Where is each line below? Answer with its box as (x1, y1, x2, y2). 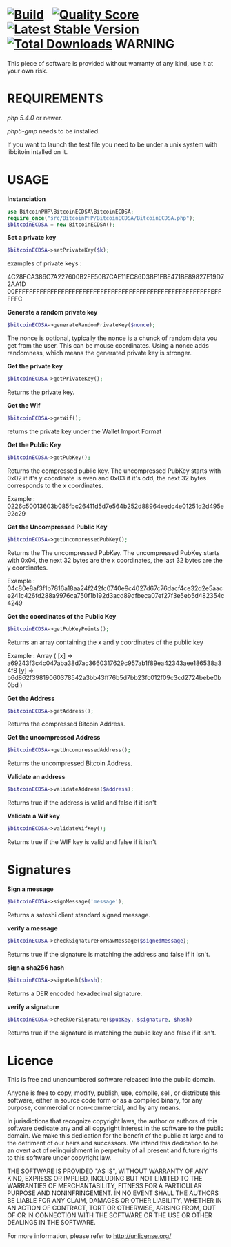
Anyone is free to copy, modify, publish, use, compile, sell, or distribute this (7, 1089, 221, 1097)
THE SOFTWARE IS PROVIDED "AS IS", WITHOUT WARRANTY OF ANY (7, 1167, 208, 1175)
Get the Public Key (7, 440, 61, 449)
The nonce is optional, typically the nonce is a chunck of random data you (7, 334, 218, 342)
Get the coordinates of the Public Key (7, 612, 117, 620)
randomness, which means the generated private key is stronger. (7, 349, 192, 357)
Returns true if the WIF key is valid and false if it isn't (7, 838, 157, 846)
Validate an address (7, 773, 66, 781)
